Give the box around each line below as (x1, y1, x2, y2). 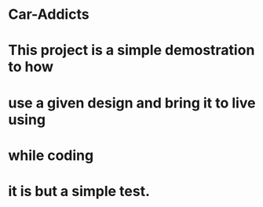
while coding (8, 147, 94, 164)
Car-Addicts (8, 5, 89, 24)
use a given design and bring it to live (8, 94, 256, 111)
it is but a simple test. (8, 182, 151, 200)
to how (8, 58, 53, 76)
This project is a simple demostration (8, 42, 255, 60)
